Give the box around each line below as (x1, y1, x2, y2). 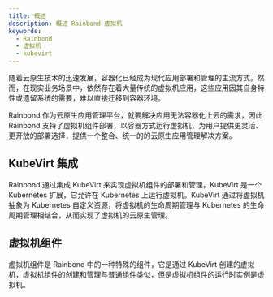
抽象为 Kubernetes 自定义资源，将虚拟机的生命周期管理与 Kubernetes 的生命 (8, 200, 265, 209)
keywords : (8, 27, 42, 35)
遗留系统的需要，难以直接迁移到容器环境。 (22, 93, 165, 102)
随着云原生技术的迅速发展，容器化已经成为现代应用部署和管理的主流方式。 (8, 73, 258, 82)
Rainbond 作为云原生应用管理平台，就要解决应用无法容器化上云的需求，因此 (8, 110, 263, 120)
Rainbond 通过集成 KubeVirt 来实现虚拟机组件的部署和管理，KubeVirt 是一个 (8, 179, 262, 189)
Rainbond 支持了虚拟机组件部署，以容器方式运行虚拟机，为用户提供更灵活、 (8, 121, 263, 130)
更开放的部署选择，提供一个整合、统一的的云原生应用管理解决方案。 (8, 131, 236, 140)
